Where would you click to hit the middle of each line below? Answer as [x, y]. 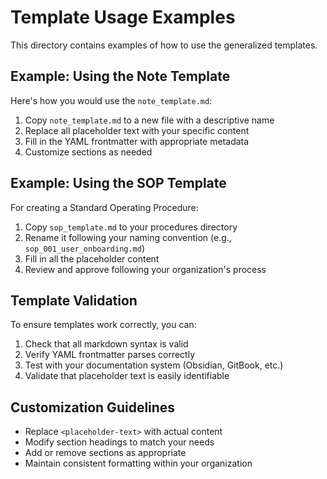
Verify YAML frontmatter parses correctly [110, 355]
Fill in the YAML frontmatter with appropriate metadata [137, 141]
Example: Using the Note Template [120, 76]
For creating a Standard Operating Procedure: [104, 207]
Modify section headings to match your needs [119, 442]
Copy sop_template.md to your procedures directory [131, 227]
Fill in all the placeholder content [92, 258]
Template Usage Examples [123, 17]
